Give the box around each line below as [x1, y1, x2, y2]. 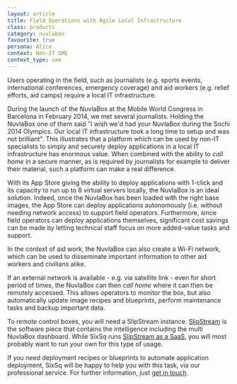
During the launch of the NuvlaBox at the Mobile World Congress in [7, 104, 204, 113]
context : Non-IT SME [7, 50, 69, 57]
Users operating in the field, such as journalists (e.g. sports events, [7, 76, 203, 84]
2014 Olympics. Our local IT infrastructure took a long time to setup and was [7, 127, 230, 135]
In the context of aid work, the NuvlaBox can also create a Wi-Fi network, [7, 245, 221, 253]
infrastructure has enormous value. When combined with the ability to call [7, 149, 224, 158]
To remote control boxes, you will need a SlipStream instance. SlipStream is [7, 317, 228, 325]
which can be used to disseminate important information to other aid [7, 252, 207, 260]
